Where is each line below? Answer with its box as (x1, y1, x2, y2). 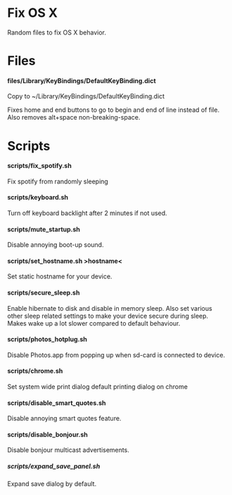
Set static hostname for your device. (7, 272, 112, 281)
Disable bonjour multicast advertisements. (7, 446, 130, 454)
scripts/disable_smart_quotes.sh (7, 399, 107, 407)
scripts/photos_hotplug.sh (7, 335, 88, 344)
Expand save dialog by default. (7, 480, 97, 488)
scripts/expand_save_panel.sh (7, 462, 101, 470)
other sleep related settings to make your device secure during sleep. (7, 311, 209, 320)
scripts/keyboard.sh (7, 193, 69, 202)
